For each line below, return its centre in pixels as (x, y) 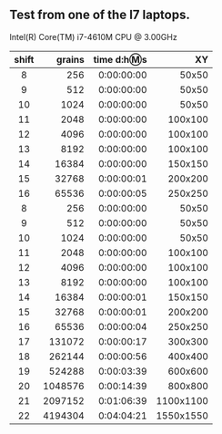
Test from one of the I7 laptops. (100, 15)
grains (70, 59)
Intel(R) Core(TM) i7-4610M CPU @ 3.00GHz (93, 36)
